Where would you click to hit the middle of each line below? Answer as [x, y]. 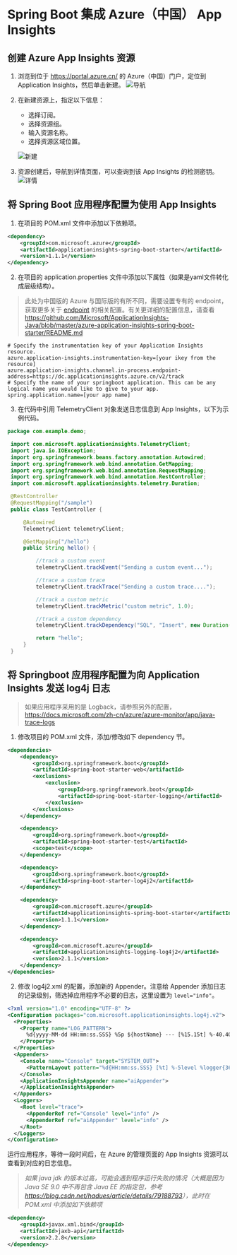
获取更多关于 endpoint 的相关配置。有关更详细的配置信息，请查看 [120, 310]
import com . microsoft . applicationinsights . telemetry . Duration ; [105, 484]
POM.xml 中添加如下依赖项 [63, 1205]
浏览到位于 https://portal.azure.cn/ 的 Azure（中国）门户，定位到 [112, 76]
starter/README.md [54, 333]
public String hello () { [60, 548]
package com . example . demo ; [47, 432]
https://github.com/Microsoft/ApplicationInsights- [97, 318]
